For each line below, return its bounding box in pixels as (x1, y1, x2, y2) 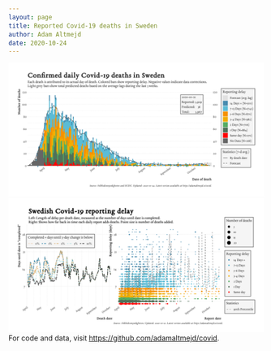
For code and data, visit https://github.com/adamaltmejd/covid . (8, 333, 220, 343)
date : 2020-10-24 (8, 39, 67, 47)
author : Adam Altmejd (8, 30, 82, 38)
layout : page (8, 13, 53, 21)
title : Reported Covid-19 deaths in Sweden (8, 21, 158, 30)
